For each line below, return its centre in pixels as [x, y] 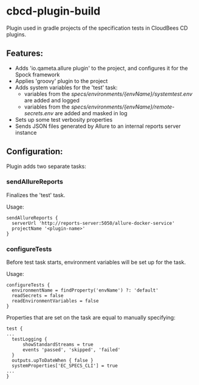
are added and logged [52, 100]
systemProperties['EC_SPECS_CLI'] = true [65, 366]
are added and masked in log [91, 113]
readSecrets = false [38, 296]
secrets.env [39, 113]
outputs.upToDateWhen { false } [53, 361]
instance [26, 132]
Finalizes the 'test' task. [36, 195]
